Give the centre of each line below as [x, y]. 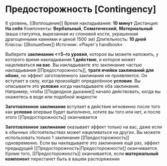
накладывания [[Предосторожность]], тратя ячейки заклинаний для [79, 70]
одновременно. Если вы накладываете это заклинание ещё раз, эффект [82, 143]
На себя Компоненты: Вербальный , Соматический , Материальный [79, 28]
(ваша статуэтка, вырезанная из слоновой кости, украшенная [72, 34]
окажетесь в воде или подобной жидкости [51, 97]
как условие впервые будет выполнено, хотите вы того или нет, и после [83, 112]
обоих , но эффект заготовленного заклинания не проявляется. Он [76, 75]
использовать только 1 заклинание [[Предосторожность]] [67, 137]
